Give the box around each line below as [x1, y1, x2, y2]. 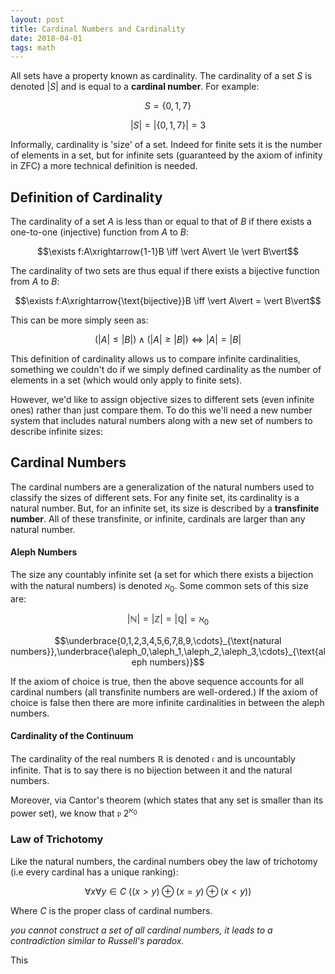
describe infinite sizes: [10, 426, 103, 438]
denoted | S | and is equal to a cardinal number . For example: [10, 81, 260, 93]
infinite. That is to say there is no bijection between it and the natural [10, 764, 293, 776]
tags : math [10, 42, 56, 53]
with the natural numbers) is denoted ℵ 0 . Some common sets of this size [10, 580, 309, 594]
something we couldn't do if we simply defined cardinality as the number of [10, 364, 322, 376]
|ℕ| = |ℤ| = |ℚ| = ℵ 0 [126, 612, 210, 627]
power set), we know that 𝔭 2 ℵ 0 [10, 805, 138, 819]
